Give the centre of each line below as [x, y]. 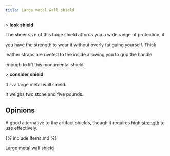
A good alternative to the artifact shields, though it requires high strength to [85, 123]
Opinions [20, 111]
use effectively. [21, 128]
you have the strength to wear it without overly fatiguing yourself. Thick [81, 45]
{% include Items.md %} [31, 138]
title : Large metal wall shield [40, 10]
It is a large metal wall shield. [36, 84]
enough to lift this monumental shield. [45, 64]
